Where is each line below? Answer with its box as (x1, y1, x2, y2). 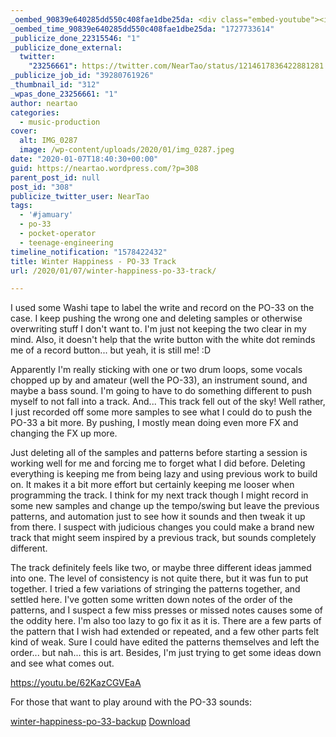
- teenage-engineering (19, 237, 114, 248)
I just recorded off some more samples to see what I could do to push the (10, 406, 313, 418)
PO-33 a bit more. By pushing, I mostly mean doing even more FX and (10, 417, 299, 429)
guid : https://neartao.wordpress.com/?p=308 (10, 163, 199, 173)
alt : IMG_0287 (19, 136, 78, 146)
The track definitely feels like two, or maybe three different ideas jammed (10, 562, 312, 574)
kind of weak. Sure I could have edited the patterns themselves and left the (10, 636, 320, 648)
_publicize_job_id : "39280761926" (10, 71, 155, 81)
